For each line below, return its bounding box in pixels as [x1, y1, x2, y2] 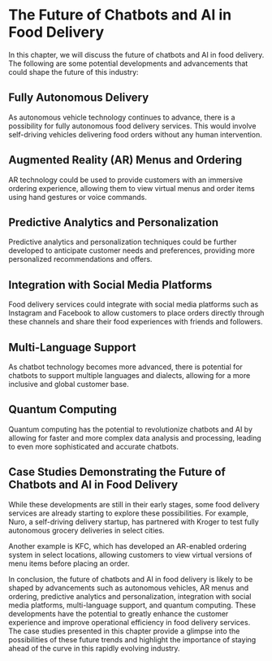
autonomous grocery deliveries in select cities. [8, 525, 165, 535]
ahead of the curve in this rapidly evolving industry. [8, 643, 180, 653]
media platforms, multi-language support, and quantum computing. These [8, 600, 257, 610]
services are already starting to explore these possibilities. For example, [8, 508, 249, 518]
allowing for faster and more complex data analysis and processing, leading [8, 433, 261, 442]
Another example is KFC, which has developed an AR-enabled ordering [8, 541, 247, 550]
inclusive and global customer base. [8, 380, 130, 389]
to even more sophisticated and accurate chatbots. [8, 441, 179, 451]
